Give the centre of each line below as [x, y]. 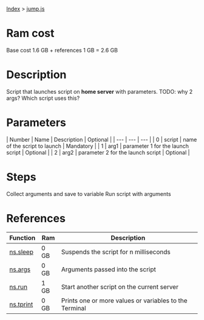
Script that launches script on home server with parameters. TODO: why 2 [100, 91]
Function [22, 238]
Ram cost [30, 33]
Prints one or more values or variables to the [124, 301]
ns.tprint [21, 304]
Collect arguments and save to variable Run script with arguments [89, 193]
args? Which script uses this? [43, 98]
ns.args [20, 269]
